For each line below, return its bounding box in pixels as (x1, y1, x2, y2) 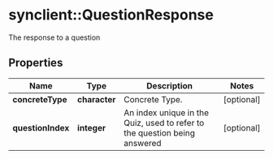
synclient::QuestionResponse (8, 6, 214, 24)
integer (76, 122, 106, 133)
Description (145, 79, 193, 91)
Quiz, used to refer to (123, 117, 205, 128)
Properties (8, 56, 63, 70)
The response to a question (8, 32, 101, 42)
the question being (123, 127, 196, 139)
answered (123, 137, 162, 148)
